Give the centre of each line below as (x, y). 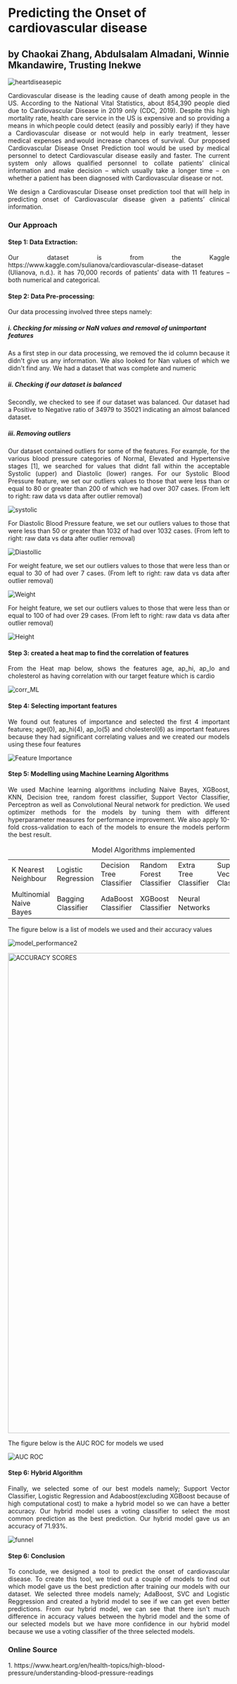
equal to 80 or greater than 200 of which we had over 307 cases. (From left (119, 489)
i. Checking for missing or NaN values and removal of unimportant (107, 328)
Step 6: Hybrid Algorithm (45, 1473)
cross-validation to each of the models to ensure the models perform (126, 827)
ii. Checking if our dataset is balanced (65, 384)
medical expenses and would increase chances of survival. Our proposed (119, 140)
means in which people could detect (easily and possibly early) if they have (119, 126)
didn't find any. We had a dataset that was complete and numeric (102, 368)
